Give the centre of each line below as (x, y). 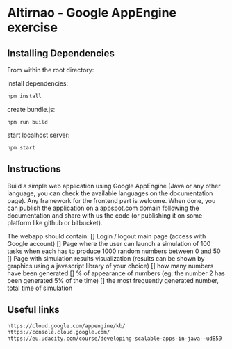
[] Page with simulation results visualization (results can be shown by (106, 258)
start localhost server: (39, 135)
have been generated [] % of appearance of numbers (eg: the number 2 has (116, 273)
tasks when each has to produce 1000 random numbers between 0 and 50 (114, 251)
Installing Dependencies (61, 53)
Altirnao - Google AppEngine (92, 13)
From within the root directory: (51, 70)
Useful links (34, 310)
